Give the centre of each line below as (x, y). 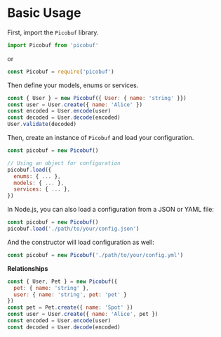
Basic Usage (44, 13)
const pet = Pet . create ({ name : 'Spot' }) (70, 307)
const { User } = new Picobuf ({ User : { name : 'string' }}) (97, 98)
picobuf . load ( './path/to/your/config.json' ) (73, 229)
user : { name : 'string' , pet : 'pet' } (71, 294)
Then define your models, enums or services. (73, 85)
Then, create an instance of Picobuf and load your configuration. (101, 138)
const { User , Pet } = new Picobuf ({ (62, 281)
